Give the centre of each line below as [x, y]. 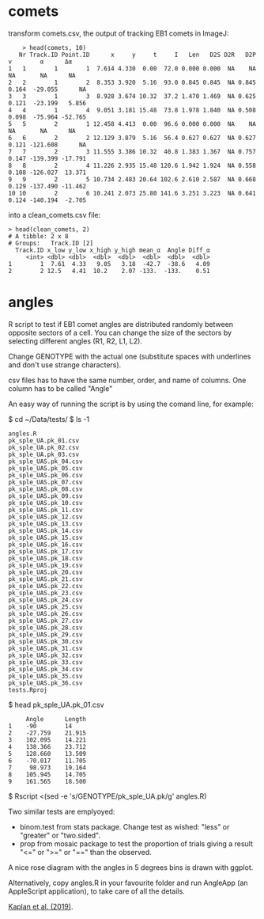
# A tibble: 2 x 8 [38, 236]
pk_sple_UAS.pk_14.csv [45, 530]
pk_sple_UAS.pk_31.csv [45, 648]
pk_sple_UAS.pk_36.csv [45, 683]
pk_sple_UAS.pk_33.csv [45, 662]
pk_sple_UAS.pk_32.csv [45, 655]
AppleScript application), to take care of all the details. [97, 891]
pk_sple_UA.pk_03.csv [44, 454]
